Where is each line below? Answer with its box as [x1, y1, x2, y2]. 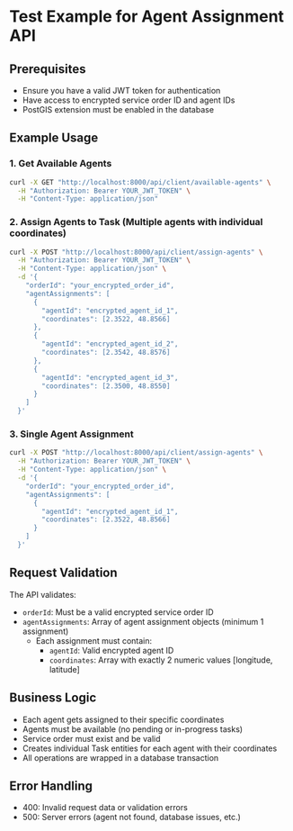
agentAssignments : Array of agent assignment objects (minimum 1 [22, 616, 264, 627]
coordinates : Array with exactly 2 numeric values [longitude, [49, 655, 273, 665]
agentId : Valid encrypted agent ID [49, 645, 174, 655]
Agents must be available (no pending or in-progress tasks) [22, 723, 244, 735]
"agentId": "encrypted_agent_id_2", [41, 339, 179, 348]
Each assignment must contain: [35, 635, 153, 646]
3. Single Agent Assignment [9, 428, 134, 440]
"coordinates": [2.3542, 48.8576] [41, 348, 171, 357]
